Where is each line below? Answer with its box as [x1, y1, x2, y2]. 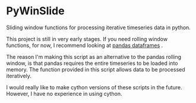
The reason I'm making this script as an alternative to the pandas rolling [6, 53, 182, 60]
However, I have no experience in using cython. [6, 90, 123, 97]
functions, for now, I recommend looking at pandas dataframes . [6, 42, 163, 49]
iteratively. [6, 72, 31, 79]
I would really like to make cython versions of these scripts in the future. [6, 83, 182, 90]
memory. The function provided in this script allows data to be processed [6, 65, 185, 73]
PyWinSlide [6, 4, 65, 18]
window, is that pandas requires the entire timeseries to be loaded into [6, 60, 178, 67]
